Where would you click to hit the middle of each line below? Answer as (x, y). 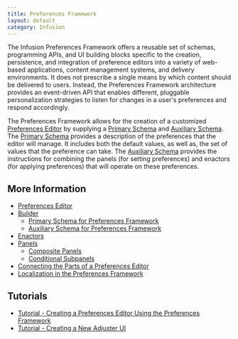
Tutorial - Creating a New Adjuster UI (72, 328)
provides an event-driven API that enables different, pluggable (98, 92)
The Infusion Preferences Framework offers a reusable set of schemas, (112, 48)
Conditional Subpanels (61, 259)
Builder (28, 213)
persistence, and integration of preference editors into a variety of (104, 62)
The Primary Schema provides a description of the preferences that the (112, 136)
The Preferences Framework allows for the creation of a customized (107, 121)
